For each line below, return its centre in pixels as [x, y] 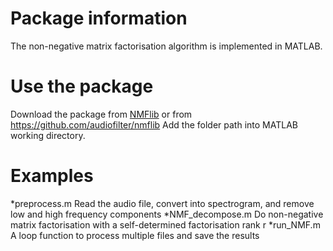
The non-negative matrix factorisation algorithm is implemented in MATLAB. [166, 46]
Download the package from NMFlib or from [101, 114]
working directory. [48, 135]
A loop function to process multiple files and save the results [135, 235]
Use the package [82, 86]
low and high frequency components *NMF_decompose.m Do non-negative [167, 214]
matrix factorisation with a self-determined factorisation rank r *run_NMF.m [165, 224]
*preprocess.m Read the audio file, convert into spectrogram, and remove [162, 203]
